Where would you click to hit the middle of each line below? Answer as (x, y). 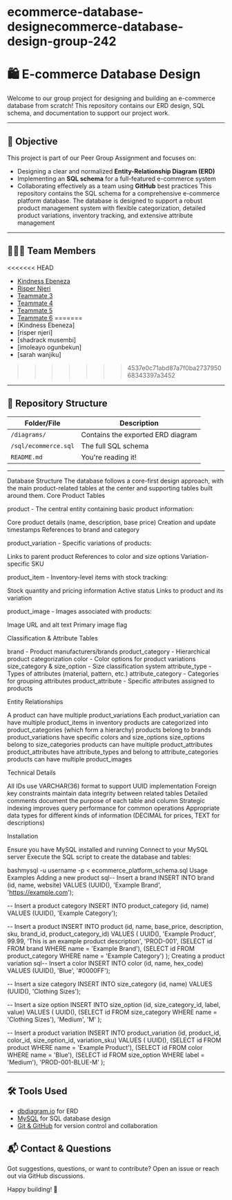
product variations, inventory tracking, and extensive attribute (105, 215)
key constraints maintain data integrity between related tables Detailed (108, 793)
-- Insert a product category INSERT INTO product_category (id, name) (108, 905)
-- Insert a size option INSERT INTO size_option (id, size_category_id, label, (114, 1004)
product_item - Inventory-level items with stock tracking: (87, 577)
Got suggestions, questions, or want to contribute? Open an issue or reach (113, 1169)
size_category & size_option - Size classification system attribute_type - (109, 666)
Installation (23, 836)
